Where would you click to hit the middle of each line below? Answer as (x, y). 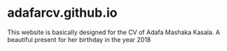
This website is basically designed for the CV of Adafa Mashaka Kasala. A (114, 32)
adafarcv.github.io (62, 13)
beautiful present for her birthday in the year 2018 (79, 39)
